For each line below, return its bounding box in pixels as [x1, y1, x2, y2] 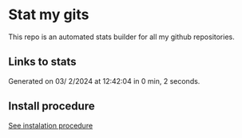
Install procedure [8, 100, 95, 113]
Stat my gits [8, 6, 89, 24]
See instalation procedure [8, 120, 93, 130]
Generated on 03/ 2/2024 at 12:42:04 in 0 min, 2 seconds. [8, 76, 200, 85]
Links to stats [8, 55, 77, 69]
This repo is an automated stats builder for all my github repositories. [8, 32, 235, 41]
